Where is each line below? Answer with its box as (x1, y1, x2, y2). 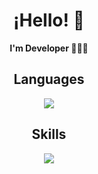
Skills (31, 126, 67, 143)
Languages (13, 71, 85, 88)
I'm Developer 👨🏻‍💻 (9, 42, 89, 54)
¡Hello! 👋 (13, 9, 85, 32)
